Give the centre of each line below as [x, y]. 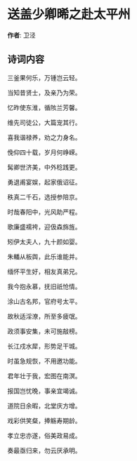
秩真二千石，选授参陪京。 [44, 196]
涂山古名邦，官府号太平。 [44, 301]
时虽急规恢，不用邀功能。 [44, 361]
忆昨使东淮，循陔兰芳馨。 [44, 107]
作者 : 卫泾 [21, 35]
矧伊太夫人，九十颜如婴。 [44, 241]
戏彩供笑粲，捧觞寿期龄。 [44, 420]
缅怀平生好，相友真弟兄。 [44, 272]
